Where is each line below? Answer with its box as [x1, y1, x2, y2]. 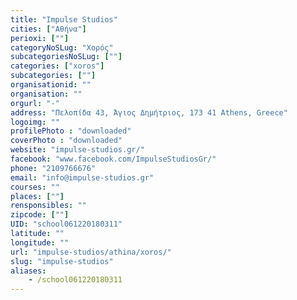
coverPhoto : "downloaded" [10, 136, 123, 146]
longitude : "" [10, 237, 70, 248]
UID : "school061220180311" [10, 219, 123, 230]
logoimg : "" [10, 117, 60, 127]
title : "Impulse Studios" [10, 14, 118, 25]
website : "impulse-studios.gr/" [10, 145, 145, 155]
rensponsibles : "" [10, 201, 87, 211]
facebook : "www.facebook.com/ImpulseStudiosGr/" [10, 154, 217, 164]
